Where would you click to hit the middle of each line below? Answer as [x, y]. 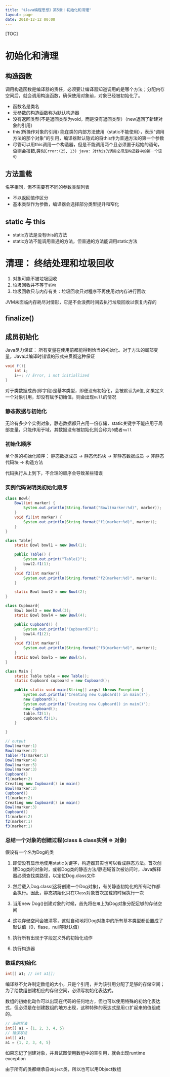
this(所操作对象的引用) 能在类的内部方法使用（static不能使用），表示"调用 [88, 132]
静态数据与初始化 [26, 411]
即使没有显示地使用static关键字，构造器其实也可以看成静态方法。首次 [85, 863]
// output [16, 742]
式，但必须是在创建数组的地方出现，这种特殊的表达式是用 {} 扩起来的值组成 [83, 1007]
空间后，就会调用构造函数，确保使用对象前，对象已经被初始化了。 [74, 96]
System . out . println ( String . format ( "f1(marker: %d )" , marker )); [90, 522]
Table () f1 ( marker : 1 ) [27, 755]
